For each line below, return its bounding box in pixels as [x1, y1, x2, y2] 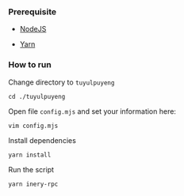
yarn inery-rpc [8, 180, 59, 188]
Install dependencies [8, 135, 77, 145]
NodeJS [19, 24, 47, 34]
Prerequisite [8, 6, 57, 17]
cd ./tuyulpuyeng [8, 92, 66, 100]
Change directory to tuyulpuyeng [8, 77, 115, 87]
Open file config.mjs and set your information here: [8, 106, 177, 116]
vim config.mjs [8, 122, 59, 130]
